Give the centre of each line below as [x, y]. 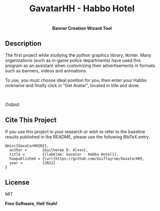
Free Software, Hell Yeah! [31, 203]
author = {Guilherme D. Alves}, [49, 150]
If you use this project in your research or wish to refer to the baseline [75, 132]
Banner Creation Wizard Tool [82, 28]
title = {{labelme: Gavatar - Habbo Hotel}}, [64, 155]
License [17, 182]
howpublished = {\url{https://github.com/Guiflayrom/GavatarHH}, [77, 159]
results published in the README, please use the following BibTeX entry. [78, 137]
